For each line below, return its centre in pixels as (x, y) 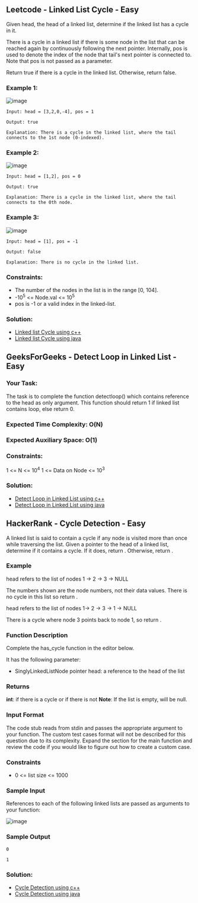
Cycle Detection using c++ (47, 887)
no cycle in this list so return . (42, 597)
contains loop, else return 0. (41, 409)
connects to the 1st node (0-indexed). (55, 138)
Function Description (37, 635)
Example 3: (23, 218)
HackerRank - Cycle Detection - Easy (76, 524)
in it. (11, 30)
